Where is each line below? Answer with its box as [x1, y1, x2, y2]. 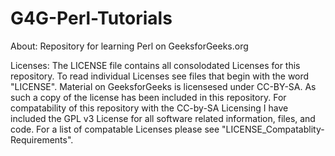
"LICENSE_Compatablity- [221, 123, 325, 135]
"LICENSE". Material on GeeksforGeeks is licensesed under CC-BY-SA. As [10, 80, 317, 92]
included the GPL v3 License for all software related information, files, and [10, 112, 316, 124]
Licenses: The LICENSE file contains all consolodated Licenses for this [10, 59, 301, 71]
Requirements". [10, 133, 74, 146]
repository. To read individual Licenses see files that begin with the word [10, 70, 310, 82]
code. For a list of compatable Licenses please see [10, 123, 220, 135]
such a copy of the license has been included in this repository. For [10, 91, 287, 103]
